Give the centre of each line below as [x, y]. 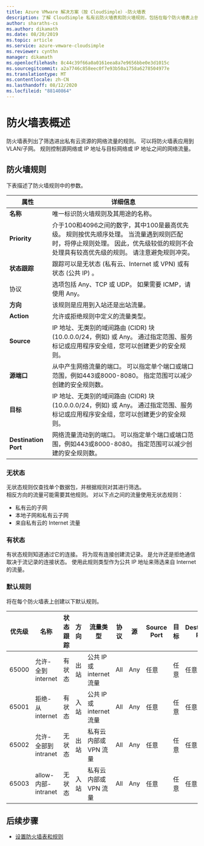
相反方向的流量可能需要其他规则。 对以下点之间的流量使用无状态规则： [95, 494]
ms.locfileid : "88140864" [39, 91]
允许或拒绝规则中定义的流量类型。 [101, 316]
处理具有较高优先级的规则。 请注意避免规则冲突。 [123, 252]
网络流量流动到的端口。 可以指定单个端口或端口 [120, 435]
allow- [45, 775]
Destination [26, 439]
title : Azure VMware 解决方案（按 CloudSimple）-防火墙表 [76, 12]
